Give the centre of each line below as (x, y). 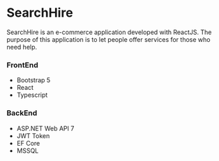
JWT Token (33, 136)
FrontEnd (23, 65)
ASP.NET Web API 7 (45, 128)
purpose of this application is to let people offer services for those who (108, 39)
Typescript (32, 95)
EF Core (28, 143)
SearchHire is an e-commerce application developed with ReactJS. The (109, 32)
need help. (22, 47)
